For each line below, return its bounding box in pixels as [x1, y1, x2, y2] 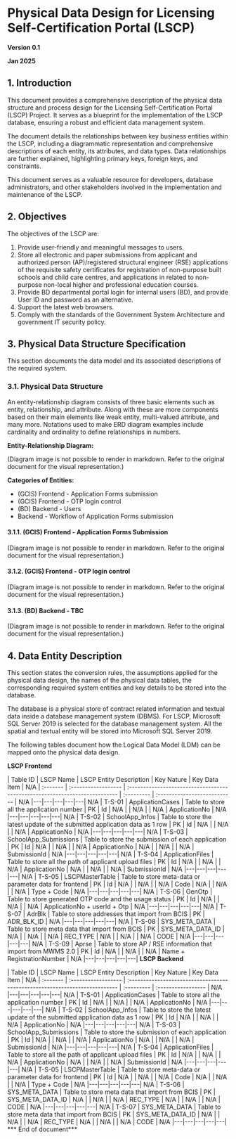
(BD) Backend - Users [17, 504, 81, 513]
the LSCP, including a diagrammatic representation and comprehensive [7, 139, 214, 148]
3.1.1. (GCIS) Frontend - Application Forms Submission [7, 528, 169, 536]
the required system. [7, 364, 67, 373]
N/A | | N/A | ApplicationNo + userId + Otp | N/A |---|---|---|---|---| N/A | [7, 902, 218, 911]
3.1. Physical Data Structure [7, 382, 103, 392]
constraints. [7, 162, 42, 170]
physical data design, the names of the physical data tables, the [7, 676, 192, 685]
